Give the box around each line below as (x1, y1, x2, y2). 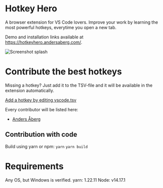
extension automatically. (5, 87, 54, 94)
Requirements (5, 160, 64, 172)
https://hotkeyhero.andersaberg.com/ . (5, 39, 82, 45)
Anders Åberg (12, 116, 41, 122)
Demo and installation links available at (5, 34, 83, 40)
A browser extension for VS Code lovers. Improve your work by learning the (5, 19, 158, 25)
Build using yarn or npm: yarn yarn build (5, 143, 88, 149)
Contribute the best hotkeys (5, 66, 122, 77)
